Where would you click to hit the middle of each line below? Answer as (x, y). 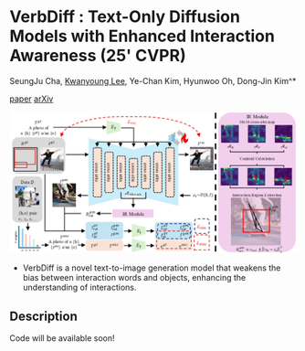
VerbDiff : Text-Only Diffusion (125, 17)
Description (43, 316)
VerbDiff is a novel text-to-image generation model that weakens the (152, 268)
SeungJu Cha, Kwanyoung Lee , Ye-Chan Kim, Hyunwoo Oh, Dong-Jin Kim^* (153, 80)
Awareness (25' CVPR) (98, 56)
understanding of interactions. (79, 287)
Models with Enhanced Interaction (142, 36)
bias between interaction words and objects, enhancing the (134, 278)
